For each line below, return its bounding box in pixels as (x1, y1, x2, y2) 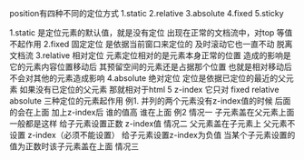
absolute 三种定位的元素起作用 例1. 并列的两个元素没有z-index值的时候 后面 (9, 95, 291, 106)
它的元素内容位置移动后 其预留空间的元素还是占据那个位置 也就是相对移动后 (9, 62, 292, 72)
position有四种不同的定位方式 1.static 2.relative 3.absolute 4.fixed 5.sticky (9, 8, 284, 18)
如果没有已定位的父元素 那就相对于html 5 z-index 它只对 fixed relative (19, 85, 279, 95)
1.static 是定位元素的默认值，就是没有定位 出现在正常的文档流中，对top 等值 (9, 27, 293, 38)
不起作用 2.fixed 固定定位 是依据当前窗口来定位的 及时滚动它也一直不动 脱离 (9, 39, 293, 49)
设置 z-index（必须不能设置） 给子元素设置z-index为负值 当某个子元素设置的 (9, 130, 296, 140)
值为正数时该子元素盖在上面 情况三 (9, 141, 139, 152)
